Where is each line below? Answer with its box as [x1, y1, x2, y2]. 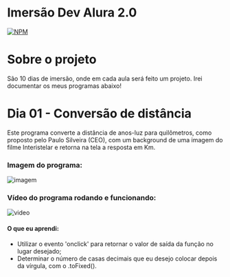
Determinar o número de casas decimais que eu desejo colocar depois [16, 254, 218, 263]
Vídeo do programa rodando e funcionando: [7, 193, 157, 203]
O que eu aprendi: [7, 225, 60, 232]
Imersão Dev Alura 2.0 [7, 5, 137, 21]
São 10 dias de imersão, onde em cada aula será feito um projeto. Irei [7, 74, 203, 82]
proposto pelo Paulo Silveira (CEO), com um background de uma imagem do [7, 135, 223, 144]
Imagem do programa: [7, 160, 82, 170]
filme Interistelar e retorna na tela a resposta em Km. [7, 143, 156, 151]
